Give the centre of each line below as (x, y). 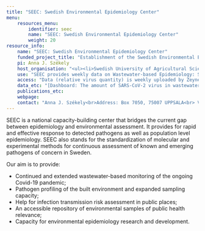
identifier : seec (50, 29)
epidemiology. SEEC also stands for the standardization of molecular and (98, 139)
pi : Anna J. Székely (43, 63)
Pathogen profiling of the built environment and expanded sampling (100, 189)
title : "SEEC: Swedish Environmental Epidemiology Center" (83, 12)
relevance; (28, 215)
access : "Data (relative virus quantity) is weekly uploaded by (101, 80)
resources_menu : (38, 23)
